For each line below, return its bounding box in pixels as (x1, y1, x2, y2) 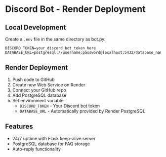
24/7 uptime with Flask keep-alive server (12, 135, 96, 141)
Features (5, 122, 33, 131)
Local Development (5, 23, 66, 32)
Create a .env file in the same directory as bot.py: (5, 36, 106, 42)
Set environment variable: (12, 97, 65, 103)
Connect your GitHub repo (12, 87, 66, 93)
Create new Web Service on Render (12, 81, 85, 87)
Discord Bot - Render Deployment (5, 3, 146, 15)
